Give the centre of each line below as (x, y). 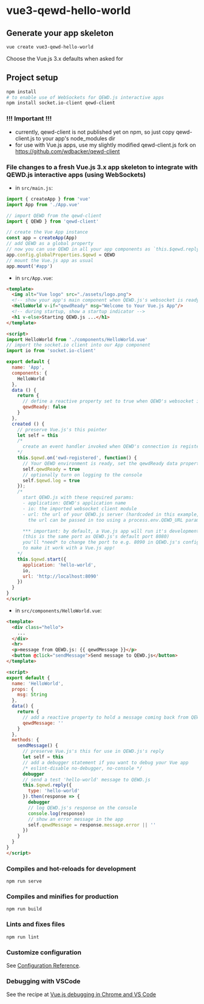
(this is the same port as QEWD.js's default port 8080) (96, 537)
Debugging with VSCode (43, 981)
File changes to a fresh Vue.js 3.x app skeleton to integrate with (102, 167)
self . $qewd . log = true (51, 480)
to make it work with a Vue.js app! (69, 548)
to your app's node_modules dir (76, 138)
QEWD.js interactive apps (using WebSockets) (76, 175)
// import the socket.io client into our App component (78, 345)
